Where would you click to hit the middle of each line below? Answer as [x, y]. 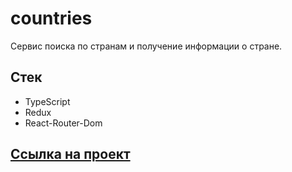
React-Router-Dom [63, 123]
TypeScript [47, 101]
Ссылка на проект [70, 154]
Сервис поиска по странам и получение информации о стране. [146, 46]
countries [51, 18]
